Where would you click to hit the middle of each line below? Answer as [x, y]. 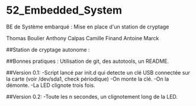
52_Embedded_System [64, 10]
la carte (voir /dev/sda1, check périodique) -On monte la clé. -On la [88, 79]
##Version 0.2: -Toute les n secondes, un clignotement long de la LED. [92, 97]
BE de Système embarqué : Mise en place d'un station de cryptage [88, 27]
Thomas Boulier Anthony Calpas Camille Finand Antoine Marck [83, 38]
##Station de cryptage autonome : [48, 49]
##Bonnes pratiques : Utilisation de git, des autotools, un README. [88, 61]
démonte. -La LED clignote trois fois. [51, 85]
